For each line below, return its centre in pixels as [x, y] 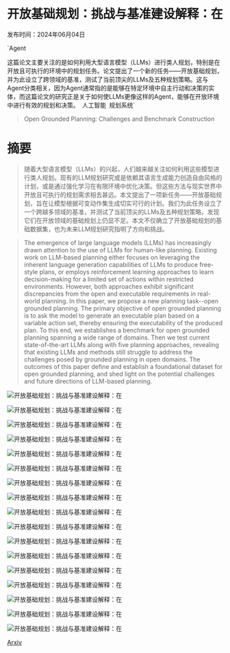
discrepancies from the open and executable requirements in [110, 294]
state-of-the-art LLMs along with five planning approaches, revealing [121, 344]
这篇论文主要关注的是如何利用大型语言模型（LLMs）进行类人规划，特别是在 [114, 62]
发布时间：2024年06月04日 [46, 34]
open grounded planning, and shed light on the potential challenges [119, 374]
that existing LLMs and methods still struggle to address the [108, 352]
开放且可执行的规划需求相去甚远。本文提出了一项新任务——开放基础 [120, 194]
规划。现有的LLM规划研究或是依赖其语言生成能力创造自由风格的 [132, 177]
